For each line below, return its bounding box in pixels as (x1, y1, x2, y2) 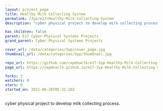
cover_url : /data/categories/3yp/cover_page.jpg (5, 47, 105, 52)
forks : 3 (5, 74, 23, 79)
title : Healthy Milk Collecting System (5, 12, 86, 16)
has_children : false (5, 30, 47, 34)
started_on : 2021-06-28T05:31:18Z (5, 87, 75, 92)
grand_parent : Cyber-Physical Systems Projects (5, 38, 103, 44)
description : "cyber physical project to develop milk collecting (5, 20, 142, 26)
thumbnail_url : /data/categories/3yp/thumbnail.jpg (5, 51, 112, 56)
